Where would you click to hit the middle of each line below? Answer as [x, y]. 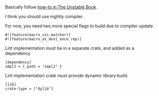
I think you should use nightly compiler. [44, 16]
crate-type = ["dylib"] [29, 89]
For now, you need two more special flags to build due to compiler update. [80, 26]
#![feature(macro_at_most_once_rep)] [43, 39]
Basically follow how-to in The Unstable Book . [51, 7]
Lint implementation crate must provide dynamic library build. [67, 76]
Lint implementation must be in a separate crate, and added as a [70, 48]
